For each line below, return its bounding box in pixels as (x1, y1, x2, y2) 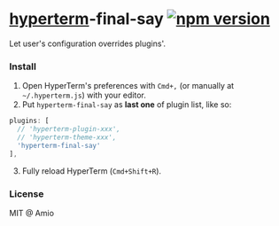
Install (9, 60, 37, 73)
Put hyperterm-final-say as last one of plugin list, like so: (21, 99, 232, 110)
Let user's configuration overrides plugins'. (9, 38, 167, 49)
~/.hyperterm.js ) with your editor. (21, 90, 146, 101)
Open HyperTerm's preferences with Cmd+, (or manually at (21, 81, 235, 91)
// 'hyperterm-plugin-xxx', (17, 125, 121, 134)
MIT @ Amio (9, 207, 55, 218)
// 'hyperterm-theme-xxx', (17, 133, 117, 142)
